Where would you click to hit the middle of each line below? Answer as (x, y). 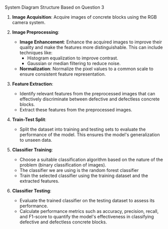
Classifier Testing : (32, 191)
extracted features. (39, 181)
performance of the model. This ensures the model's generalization (90, 135)
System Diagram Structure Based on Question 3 (54, 7)
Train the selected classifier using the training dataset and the (84, 176)
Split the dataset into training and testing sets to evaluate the (82, 129)
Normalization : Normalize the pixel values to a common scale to (86, 69)
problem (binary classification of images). (63, 165)
